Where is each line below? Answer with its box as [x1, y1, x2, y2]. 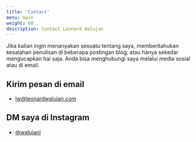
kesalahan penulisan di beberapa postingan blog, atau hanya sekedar [6, 49, 179, 56]
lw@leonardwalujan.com [14, 95, 77, 103]
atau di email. [6, 62, 40, 69]
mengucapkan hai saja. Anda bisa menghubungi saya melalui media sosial [6, 55, 191, 62]
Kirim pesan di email [6, 79, 84, 89]
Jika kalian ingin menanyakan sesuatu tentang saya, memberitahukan [6, 42, 179, 50]
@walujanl [14, 128, 41, 136]
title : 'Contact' [6, 8, 50, 15]
